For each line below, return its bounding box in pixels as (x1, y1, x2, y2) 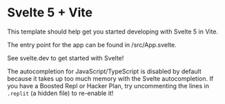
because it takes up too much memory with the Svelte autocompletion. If (7, 74, 214, 83)
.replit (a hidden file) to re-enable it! (7, 89, 114, 97)
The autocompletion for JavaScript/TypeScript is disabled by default (7, 67, 202, 75)
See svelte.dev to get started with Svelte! (7, 53, 124, 62)
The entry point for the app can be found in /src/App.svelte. (7, 40, 177, 49)
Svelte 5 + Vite (7, 5, 93, 21)
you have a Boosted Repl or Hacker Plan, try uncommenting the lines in (7, 81, 209, 90)
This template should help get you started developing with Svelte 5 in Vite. (7, 27, 219, 36)
